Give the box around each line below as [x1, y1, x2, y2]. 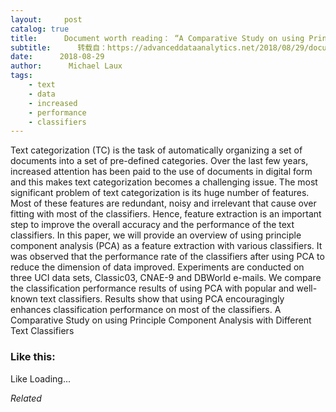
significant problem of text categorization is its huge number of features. [10, 187, 310, 199]
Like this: [10, 350, 56, 364]
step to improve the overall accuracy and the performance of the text [10, 219, 295, 231]
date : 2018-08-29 [10, 52, 105, 62]
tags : [10, 71, 33, 81]
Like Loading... [10, 372, 72, 385]
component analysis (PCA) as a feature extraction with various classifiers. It [10, 240, 323, 252]
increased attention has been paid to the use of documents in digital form [10, 166, 313, 178]
